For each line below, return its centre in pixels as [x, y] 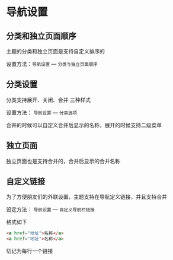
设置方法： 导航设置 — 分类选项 [41, 112]
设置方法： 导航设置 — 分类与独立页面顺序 [52, 64]
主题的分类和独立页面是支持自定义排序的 [55, 51]
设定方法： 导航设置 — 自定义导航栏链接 [50, 210]
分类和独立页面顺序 [41, 36]
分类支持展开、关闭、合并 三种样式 [48, 100]
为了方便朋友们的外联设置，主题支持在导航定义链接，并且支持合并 [86, 197]
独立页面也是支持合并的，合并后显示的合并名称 [63, 161]
